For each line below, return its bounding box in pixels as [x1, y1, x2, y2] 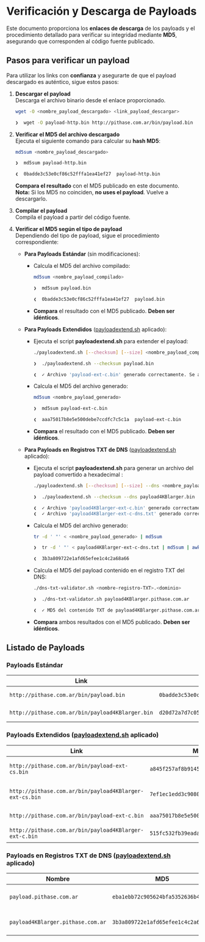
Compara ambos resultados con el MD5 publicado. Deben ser [33, 618, 190, 626]
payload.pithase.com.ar [9, 894, 79, 900]
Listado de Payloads [6, 642, 85, 653]
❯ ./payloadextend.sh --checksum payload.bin [33, 360, 154, 367]
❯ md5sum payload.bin [33, 285, 92, 291]
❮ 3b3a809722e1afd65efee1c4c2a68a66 [33, 556, 129, 562]
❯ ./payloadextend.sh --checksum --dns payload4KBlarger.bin [33, 493, 195, 500]
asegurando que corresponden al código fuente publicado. [6, 37, 155, 45]
